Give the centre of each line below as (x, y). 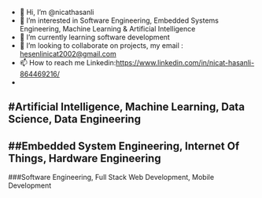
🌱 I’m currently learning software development (95, 37)
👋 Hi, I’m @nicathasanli (57, 12)
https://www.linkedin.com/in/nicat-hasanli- (185, 62)
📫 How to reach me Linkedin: (68, 62)
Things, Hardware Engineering (85, 158)
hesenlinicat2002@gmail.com (68, 54)
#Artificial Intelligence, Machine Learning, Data (127, 107)
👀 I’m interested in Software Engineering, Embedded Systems (119, 20)
